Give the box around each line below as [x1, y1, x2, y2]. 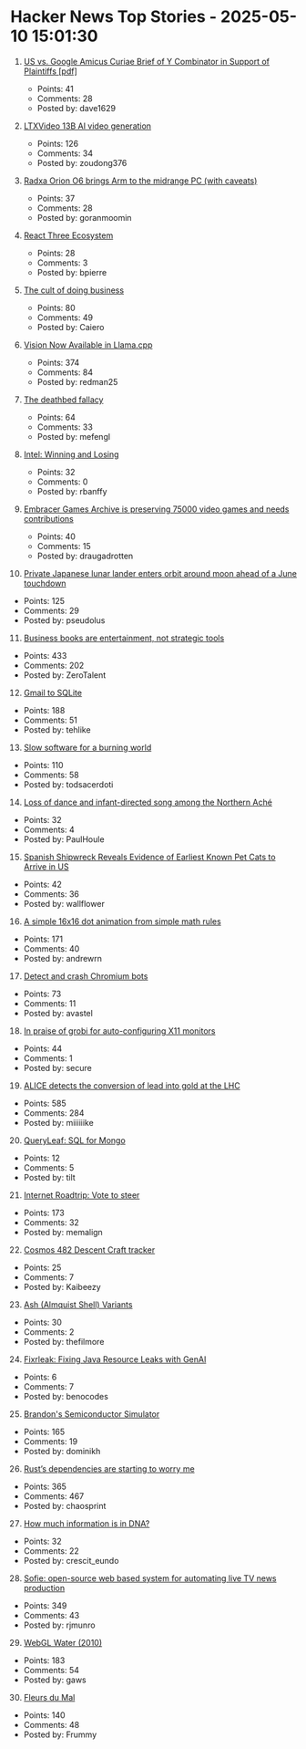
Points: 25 [23, 1262, 62, 1273]
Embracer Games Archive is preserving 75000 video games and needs [23, 504, 290, 515]
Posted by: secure [23, 1062, 92, 1073]
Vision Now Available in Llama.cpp [23, 339, 153, 350]
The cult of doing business [23, 285, 125, 296]
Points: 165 [23, 1426, 66, 1437]
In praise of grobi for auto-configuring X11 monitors [23, 1025, 216, 1036]
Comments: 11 [23, 997, 76, 1009]
